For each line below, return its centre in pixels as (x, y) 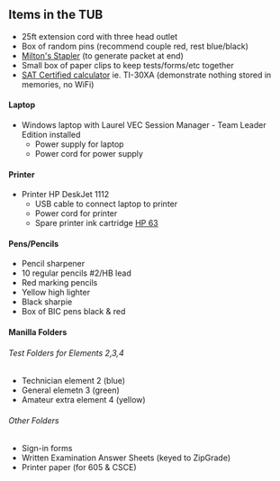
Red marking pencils (59, 283)
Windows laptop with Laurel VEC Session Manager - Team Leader (144, 125)
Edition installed (51, 135)
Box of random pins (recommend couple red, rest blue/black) (135, 46)
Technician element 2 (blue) (73, 381)
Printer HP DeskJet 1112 (65, 195)
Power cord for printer (76, 213)
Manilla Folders (38, 332)
